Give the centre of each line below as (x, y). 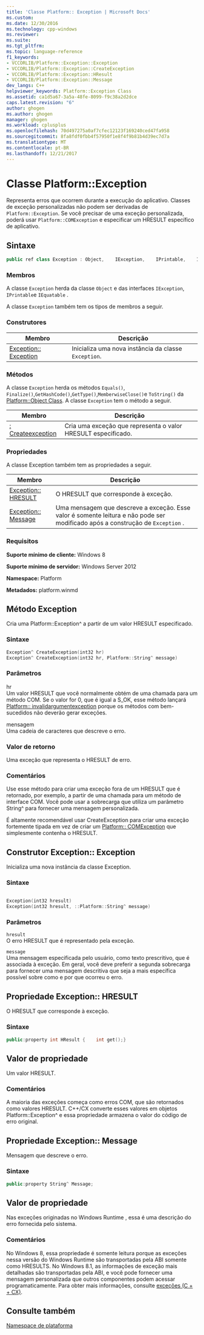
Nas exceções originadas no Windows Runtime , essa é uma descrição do (99, 1217)
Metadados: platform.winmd (42, 590)
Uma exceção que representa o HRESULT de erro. (69, 760)
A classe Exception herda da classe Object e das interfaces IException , (95, 288)
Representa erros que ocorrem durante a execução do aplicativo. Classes (98, 200)
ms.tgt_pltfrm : (25, 46)
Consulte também (41, 1311)
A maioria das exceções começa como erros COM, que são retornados (95, 1102)
